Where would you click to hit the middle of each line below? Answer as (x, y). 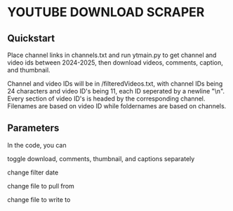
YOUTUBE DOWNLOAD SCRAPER (106, 12)
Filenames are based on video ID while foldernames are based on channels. (117, 106)
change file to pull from (41, 186)
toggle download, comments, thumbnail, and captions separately (101, 158)
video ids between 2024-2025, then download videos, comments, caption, (115, 63)
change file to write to (39, 199)
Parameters (33, 128)
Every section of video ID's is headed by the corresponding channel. (106, 98)
